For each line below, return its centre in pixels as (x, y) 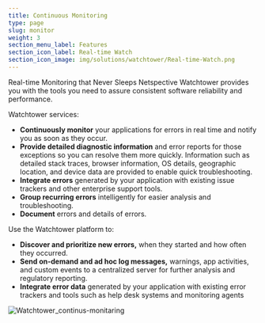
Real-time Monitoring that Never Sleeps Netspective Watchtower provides (129, 82)
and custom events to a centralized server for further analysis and (127, 269)
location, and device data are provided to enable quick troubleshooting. (136, 172)
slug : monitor (32, 30)
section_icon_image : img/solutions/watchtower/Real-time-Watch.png (122, 60)
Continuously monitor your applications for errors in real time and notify (138, 129)
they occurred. (44, 253)
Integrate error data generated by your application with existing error (133, 287)
